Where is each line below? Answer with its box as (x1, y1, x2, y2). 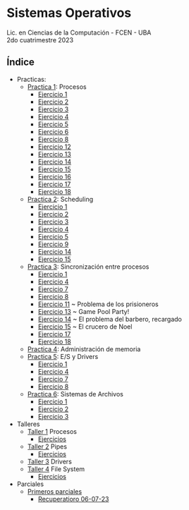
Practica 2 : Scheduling (27, 195, 93, 203)
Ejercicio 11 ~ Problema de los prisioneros (37, 300, 159, 308)
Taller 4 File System (27, 464, 85, 473)
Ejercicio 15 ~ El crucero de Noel (37, 322, 133, 331)
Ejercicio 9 (37, 240, 69, 248)
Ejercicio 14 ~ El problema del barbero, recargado (37, 315, 183, 323)
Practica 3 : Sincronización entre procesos (27, 262, 150, 271)
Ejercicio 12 (37, 142, 71, 151)
